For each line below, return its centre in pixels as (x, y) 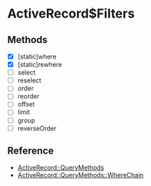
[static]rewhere (40, 65)
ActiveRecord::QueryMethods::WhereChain (80, 175)
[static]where (37, 56)
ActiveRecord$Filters (71, 14)
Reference (31, 151)
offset (26, 104)
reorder (29, 97)
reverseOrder (37, 128)
